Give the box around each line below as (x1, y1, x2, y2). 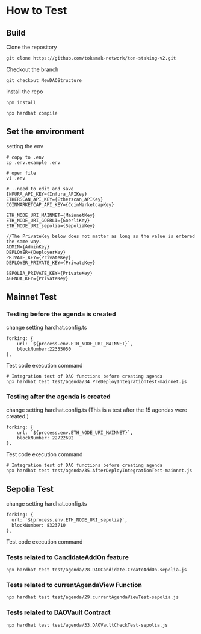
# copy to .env (6, 154, 45, 160)
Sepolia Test (6, 484, 54, 494)
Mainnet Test (6, 292, 57, 302)
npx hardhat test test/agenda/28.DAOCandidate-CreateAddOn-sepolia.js (6, 567, 187, 573)
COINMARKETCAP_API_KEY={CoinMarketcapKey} (6, 201, 114, 208)
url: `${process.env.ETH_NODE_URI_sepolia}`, (11, 516, 128, 523)
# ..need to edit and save (6, 186, 74, 192)
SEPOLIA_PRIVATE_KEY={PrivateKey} (6, 270, 93, 276)
